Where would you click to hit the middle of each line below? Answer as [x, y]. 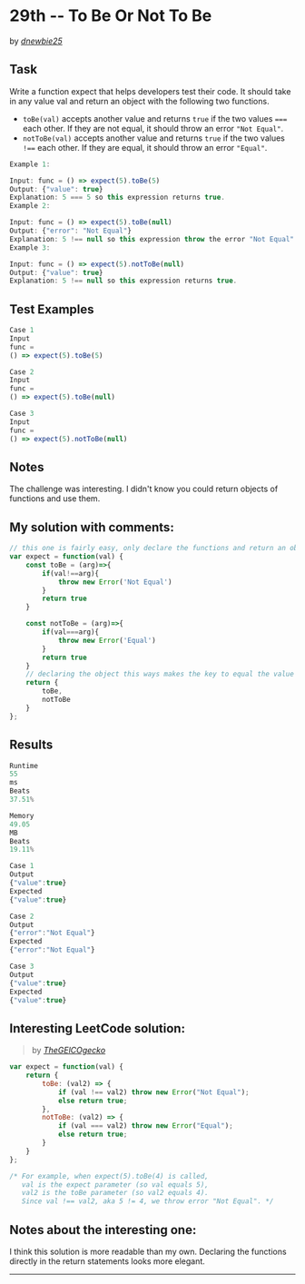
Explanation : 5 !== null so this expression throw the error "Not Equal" [152, 239]
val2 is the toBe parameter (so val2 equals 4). [115, 1193]
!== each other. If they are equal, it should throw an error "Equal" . [145, 147]
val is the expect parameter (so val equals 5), [115, 1185]
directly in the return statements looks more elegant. [108, 1261]
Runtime [24, 765]
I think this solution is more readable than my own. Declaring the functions [148, 1251]
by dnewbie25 [36, 41]
